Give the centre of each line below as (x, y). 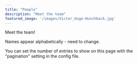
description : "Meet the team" (36, 14)
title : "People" (21, 9)
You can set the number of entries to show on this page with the (69, 51)
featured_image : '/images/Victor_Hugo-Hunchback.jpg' (61, 18)
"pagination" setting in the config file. (42, 56)
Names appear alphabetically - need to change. (53, 42)
